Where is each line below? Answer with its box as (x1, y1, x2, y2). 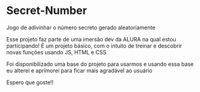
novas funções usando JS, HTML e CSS (6, 48, 106, 55)
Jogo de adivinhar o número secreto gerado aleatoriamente (6, 24, 156, 31)
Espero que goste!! (6, 79, 53, 86)
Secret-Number (6, 4, 87, 18)
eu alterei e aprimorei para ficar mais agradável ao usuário (6, 66, 153, 74)
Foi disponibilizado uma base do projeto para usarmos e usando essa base (6, 60, 194, 68)
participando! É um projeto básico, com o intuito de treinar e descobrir (6, 42, 182, 49)
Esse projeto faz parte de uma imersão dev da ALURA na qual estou (6, 35, 176, 43)
